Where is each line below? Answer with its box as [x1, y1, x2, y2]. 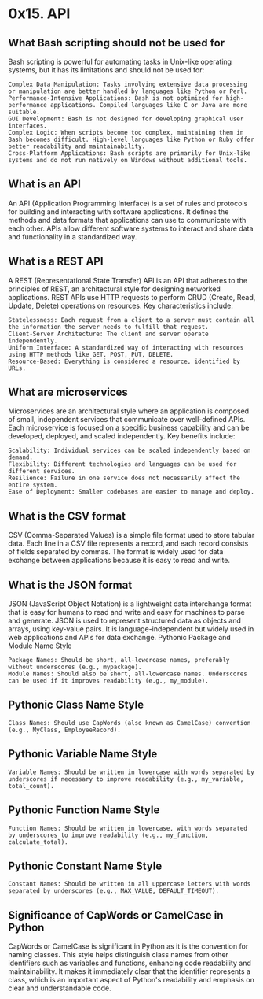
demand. [8, 453, 34, 461]
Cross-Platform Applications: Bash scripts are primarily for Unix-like [8, 150, 251, 157]
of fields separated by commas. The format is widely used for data [8, 547, 224, 557]
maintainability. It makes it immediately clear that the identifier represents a [8, 967, 251, 976]
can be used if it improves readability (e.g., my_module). [8, 677, 210, 685]
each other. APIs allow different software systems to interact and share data [8, 224, 254, 233]
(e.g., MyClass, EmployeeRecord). [8, 726, 122, 734]
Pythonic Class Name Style [8, 698, 144, 712]
